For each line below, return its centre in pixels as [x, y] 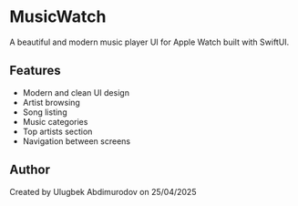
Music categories [55, 121]
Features [35, 71]
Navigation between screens [76, 141]
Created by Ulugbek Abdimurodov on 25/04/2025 [103, 191]
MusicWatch [58, 17]
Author [30, 170]
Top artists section [57, 131]
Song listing [45, 112]
